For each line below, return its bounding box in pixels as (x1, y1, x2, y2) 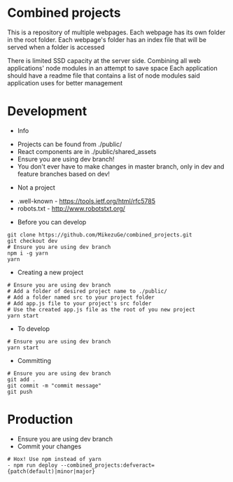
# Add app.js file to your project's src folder (7, 299, 152, 307)
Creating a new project (17, 268, 84, 276)
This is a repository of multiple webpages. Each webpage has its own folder (7, 28, 226, 36)
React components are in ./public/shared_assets (17, 147, 157, 155)
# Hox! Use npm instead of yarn (7, 455, 101, 462)
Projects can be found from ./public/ (17, 140, 122, 148)
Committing (17, 356, 51, 364)
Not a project (17, 183, 56, 192)
